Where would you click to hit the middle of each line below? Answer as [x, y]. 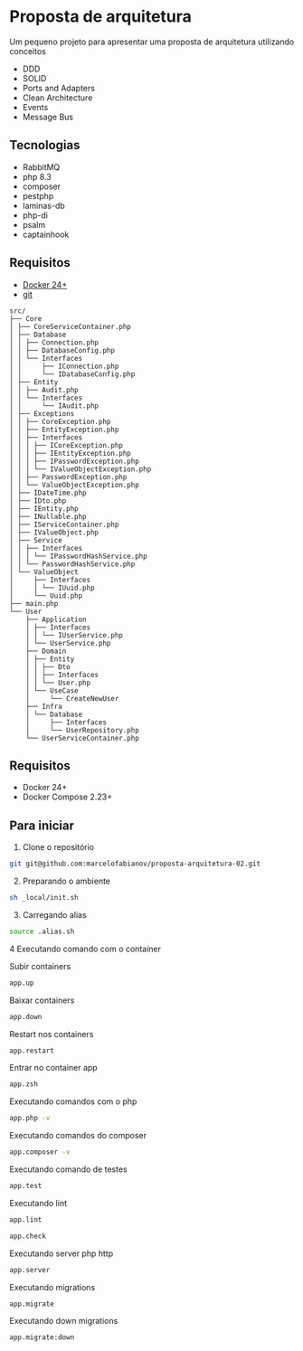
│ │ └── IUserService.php [75, 635]
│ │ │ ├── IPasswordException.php [75, 461]
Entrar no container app [53, 1068]
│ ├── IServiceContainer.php [64, 524]
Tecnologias [45, 145]
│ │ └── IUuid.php [52, 588]
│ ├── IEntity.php [44, 508]
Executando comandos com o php [73, 1101]
